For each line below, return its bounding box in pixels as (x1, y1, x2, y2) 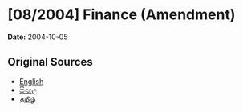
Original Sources (7, 55, 93, 69)
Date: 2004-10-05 (7, 32, 68, 42)
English (18, 76, 44, 86)
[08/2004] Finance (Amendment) (7, 6, 236, 24)
